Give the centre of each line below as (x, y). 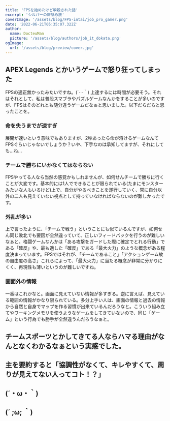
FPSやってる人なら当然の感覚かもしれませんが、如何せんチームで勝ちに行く (85, 177)
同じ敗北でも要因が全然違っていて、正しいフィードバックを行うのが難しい (87, 235)
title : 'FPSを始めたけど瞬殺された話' (42, 10)
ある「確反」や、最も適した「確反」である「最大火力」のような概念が (79, 248)
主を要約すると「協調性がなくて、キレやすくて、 (81, 365)
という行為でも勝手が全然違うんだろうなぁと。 (63, 319)
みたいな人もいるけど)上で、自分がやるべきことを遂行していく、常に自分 (81, 190)
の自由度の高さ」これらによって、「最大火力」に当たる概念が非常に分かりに (84, 261)
